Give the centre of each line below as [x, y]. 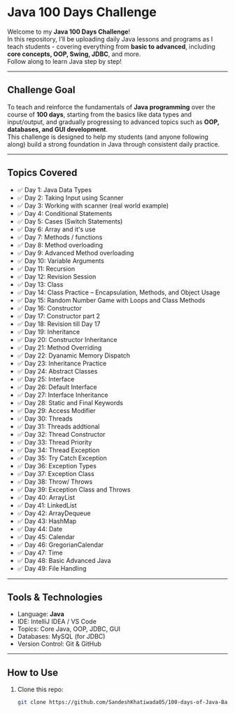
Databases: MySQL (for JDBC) [61, 637]
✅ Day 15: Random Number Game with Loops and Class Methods [111, 300]
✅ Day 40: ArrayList [46, 497]
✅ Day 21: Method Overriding [59, 347]
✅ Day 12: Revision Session [57, 276]
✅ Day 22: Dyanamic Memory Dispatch [74, 355]
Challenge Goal [41, 90]
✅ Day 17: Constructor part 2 [58, 315]
